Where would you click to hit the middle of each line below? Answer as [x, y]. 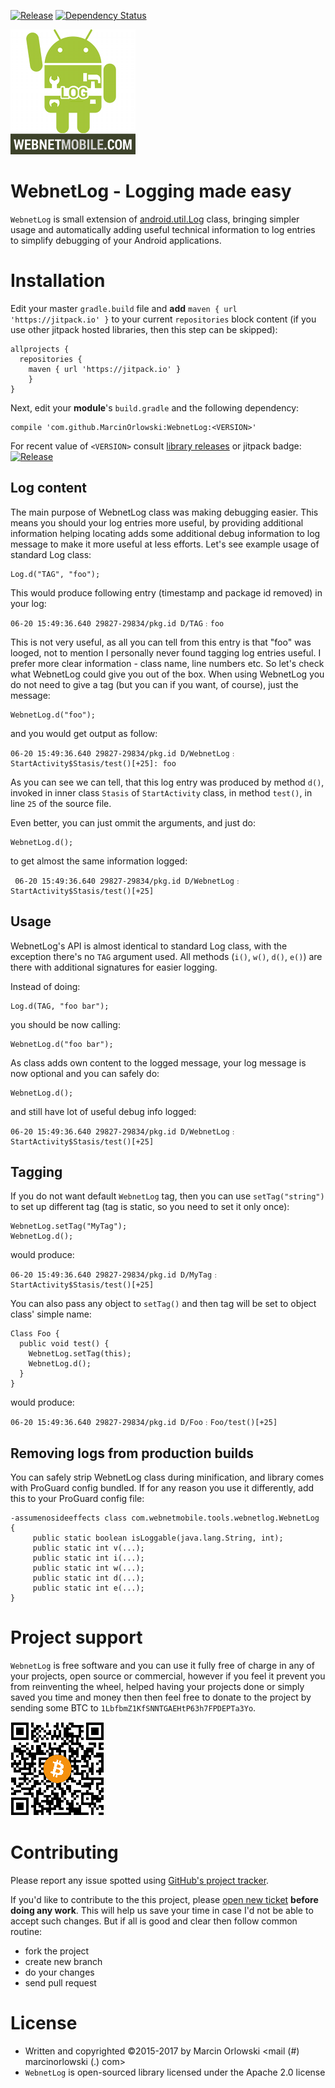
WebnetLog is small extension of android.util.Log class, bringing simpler [155, 219]
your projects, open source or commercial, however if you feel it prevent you [168, 1676]
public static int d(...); [88, 1578]
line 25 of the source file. [61, 803]
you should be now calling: [65, 1024]
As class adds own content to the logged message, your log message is [158, 1062]
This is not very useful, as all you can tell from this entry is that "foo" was [161, 642]
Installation [58, 281]
